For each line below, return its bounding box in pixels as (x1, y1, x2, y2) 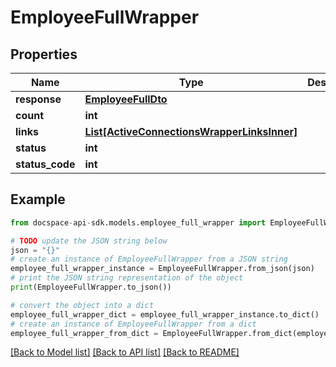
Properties (10, 46, 78, 63)
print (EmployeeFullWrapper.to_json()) (10, 282, 172, 293)
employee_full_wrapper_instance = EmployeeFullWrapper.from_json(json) (10, 264, 315, 274)
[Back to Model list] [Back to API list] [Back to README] (10, 346, 240, 358)
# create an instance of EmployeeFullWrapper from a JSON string (10, 254, 288, 265)
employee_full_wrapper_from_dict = (10, 328, 159, 338)
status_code (15, 157, 76, 171)
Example (10, 191, 66, 208)
